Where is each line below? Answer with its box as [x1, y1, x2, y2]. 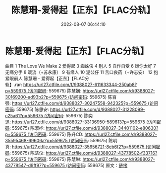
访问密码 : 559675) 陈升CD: [29, 131, 84, 137]
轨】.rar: [5, 82, 22, 87]
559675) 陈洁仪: [11, 150, 45, 156]
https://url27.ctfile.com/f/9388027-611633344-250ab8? [23, 82, 137, 87]
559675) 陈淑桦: [11, 125, 45, 131]
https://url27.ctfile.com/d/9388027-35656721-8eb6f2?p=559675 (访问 [11, 144, 156, 150]
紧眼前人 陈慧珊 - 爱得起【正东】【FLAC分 [5, 75, 89, 81]
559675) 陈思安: [16, 106, 50, 112]
